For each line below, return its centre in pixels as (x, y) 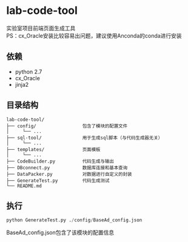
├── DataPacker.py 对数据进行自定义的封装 (69, 174)
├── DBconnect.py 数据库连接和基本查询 (67, 167)
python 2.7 (29, 72)
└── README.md (24, 186)
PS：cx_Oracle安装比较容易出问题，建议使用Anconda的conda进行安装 (94, 35)
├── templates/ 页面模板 (54, 149)
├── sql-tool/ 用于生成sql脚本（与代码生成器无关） (85, 138)
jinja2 (22, 84)
